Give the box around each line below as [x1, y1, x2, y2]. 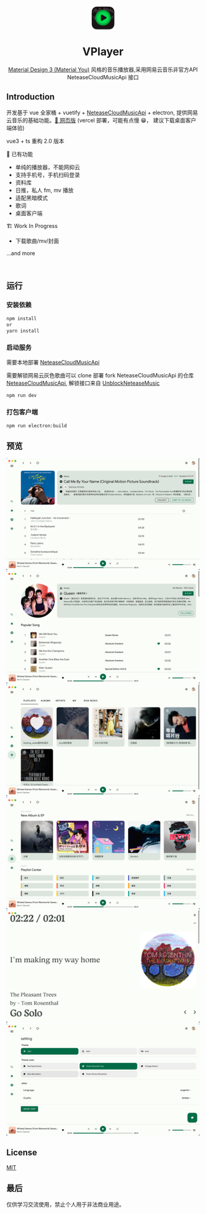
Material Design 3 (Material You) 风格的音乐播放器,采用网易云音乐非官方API [8, 66, 198, 73]
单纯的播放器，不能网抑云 [15, 163, 80, 171]
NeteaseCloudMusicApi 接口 [67, 73, 139, 81]
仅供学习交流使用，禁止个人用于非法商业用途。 [6, 1200, 124, 1208]
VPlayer [82, 45, 124, 59]
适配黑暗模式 [15, 194, 48, 202]
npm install [6, 316, 37, 322]
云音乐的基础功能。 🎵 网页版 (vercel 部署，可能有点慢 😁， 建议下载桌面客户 [6, 116, 196, 124]
